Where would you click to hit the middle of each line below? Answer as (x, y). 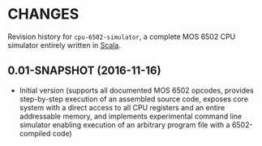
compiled (35, 133)
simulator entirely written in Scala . (64, 45)
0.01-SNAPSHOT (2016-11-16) (84, 71)
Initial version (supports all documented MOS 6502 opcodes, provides (137, 90)
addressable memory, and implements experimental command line (131, 116)
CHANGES (43, 14)
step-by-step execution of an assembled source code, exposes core (134, 99)
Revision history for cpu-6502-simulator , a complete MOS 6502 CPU (122, 36)
